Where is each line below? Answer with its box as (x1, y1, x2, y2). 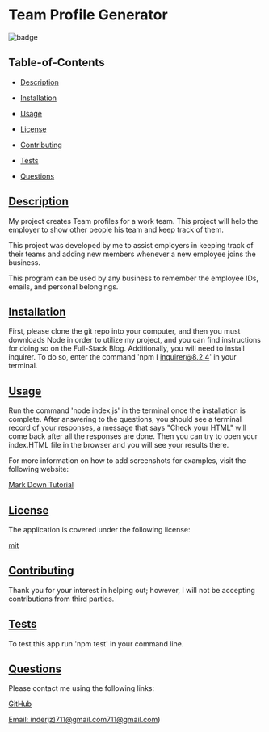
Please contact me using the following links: (8, 684, 155, 693)
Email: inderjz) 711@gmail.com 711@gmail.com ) (8, 715, 161, 725)
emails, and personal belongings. (8, 281, 119, 292)
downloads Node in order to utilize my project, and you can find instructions (8, 335, 261, 345)
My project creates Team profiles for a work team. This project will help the (8, 216, 258, 225)
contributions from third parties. (8, 594, 115, 604)
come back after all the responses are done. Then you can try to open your (8, 431, 258, 441)
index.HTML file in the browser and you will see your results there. (8, 440, 229, 450)
